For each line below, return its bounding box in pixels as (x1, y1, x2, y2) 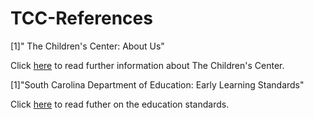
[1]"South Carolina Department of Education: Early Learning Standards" (10, 78, 305, 91)
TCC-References (10, 7, 153, 30)
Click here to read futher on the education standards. (10, 98, 230, 110)
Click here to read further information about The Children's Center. (10, 59, 285, 71)
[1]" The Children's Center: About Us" (10, 40, 165, 52)
